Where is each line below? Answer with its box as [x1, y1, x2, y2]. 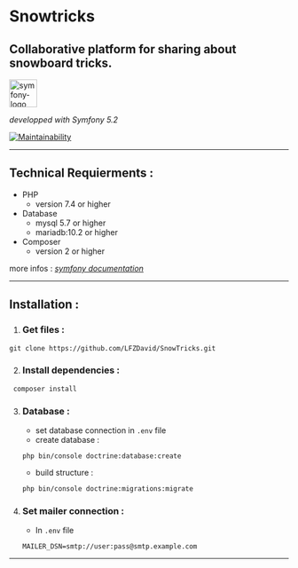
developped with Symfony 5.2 [9, 114, 118, 125]
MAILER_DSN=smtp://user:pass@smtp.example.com [21, 542, 198, 551]
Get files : [21, 324, 65, 336]
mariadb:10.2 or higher [35, 226, 118, 237]
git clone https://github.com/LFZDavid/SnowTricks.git [9, 343, 216, 352]
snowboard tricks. [9, 55, 113, 70]
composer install [12, 384, 77, 393]
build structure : [35, 468, 94, 478]
